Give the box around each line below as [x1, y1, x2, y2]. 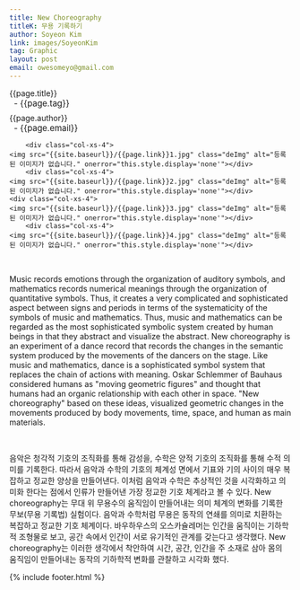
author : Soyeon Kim [9, 30, 82, 39]
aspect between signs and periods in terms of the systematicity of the [9, 302, 268, 313]
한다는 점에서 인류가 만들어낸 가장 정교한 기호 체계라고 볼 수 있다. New [25, 486, 271, 497]
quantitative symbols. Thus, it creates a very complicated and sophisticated [9, 293, 288, 304]
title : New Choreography [9, 13, 102, 22]
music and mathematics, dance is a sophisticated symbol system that [9, 359, 266, 370]
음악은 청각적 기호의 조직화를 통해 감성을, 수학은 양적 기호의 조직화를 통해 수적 [9, 453, 282, 463]
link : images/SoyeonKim [9, 38, 99, 48]
